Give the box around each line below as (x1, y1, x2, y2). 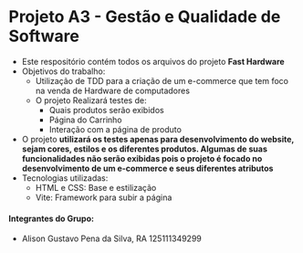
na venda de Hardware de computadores (35, 85, 191, 96)
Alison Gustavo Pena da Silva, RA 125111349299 (21, 233, 203, 244)
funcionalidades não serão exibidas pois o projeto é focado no (21, 153, 263, 163)
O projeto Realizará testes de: (35, 94, 147, 106)
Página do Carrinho (48, 114, 122, 125)
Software (8, 26, 79, 47)
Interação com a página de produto (48, 123, 182, 134)
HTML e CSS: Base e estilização (35, 182, 157, 193)
